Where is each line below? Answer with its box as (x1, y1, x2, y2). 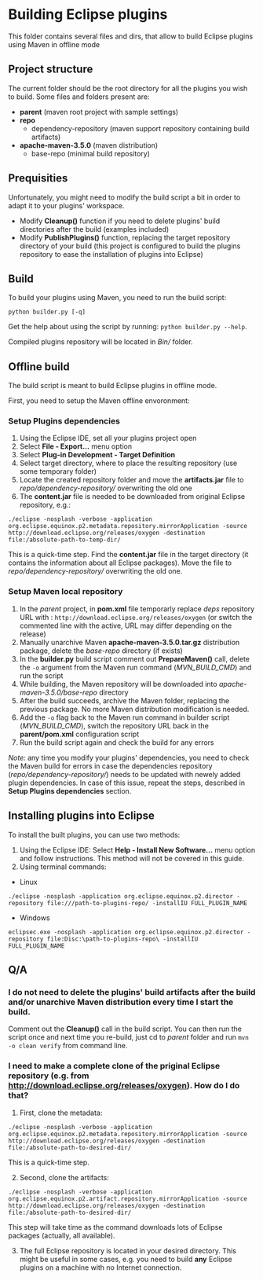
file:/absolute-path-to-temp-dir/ (8, 536, 122, 544)
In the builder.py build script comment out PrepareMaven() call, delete (19, 654, 250, 663)
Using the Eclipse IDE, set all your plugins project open (19, 434, 197, 443)
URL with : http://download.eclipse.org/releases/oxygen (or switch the (19, 612, 253, 622)
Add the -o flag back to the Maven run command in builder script (19, 713, 230, 722)
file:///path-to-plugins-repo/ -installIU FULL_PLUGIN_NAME (46, 899, 247, 907)
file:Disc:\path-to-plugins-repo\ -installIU (46, 935, 199, 943)
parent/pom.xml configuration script (19, 729, 140, 739)
